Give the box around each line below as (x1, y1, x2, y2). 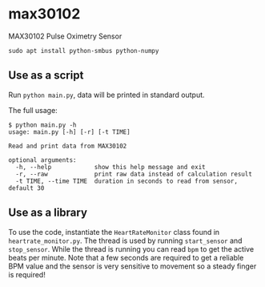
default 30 (8, 184, 45, 192)
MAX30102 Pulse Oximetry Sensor (8, 31, 122, 41)
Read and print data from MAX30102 (8, 142, 127, 150)
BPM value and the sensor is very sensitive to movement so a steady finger (8, 261, 257, 271)
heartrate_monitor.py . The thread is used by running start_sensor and (8, 236, 243, 245)
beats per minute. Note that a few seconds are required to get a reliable (8, 253, 244, 262)
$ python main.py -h (8, 121, 78, 129)
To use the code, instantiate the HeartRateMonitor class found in (8, 227, 220, 236)
